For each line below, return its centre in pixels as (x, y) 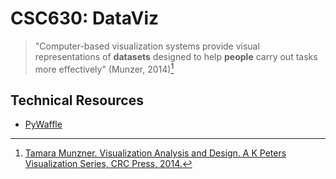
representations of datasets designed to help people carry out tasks (176, 56)
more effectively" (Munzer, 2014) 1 (104, 68)
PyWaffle (43, 124)
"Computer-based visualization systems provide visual (147, 46)
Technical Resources (77, 100)
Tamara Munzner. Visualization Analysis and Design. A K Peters (155, 153)
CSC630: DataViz (85, 18)
